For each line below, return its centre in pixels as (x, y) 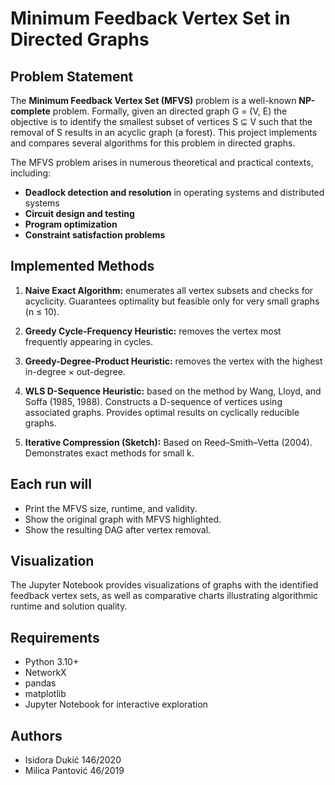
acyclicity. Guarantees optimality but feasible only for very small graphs (172, 301)
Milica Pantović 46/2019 (74, 771)
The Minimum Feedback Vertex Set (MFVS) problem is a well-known (153, 100)
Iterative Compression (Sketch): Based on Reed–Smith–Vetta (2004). (168, 442)
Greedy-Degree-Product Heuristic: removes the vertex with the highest (173, 361)
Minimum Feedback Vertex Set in (150, 18)
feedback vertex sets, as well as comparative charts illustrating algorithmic (164, 596)
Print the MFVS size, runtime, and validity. (111, 508)
